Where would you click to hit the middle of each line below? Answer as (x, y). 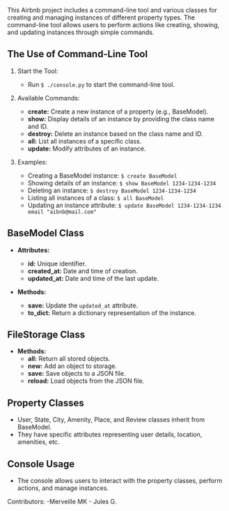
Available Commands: (48, 98)
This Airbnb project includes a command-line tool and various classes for (112, 10)
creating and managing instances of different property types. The (101, 17)
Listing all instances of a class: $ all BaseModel (96, 197)
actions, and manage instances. (63, 488)
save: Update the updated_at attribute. (83, 305)
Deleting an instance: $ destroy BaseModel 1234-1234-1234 (112, 190)
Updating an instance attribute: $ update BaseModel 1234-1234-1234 (124, 205)
